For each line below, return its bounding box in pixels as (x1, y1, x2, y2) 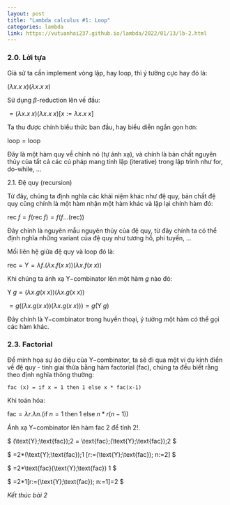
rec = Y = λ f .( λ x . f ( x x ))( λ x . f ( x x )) (7, 261, 102, 269)
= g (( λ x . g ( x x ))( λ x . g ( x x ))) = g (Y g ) (9, 301, 109, 309)
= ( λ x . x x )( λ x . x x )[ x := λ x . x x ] (9, 109, 94, 117)
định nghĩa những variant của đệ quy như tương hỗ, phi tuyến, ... (7, 233, 192, 242)
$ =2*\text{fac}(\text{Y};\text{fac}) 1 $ (7, 464, 117, 472)
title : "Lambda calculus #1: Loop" (7, 17, 111, 24)
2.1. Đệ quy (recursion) (7, 178, 72, 186)
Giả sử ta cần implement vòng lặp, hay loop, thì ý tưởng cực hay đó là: (7, 68, 208, 77)
